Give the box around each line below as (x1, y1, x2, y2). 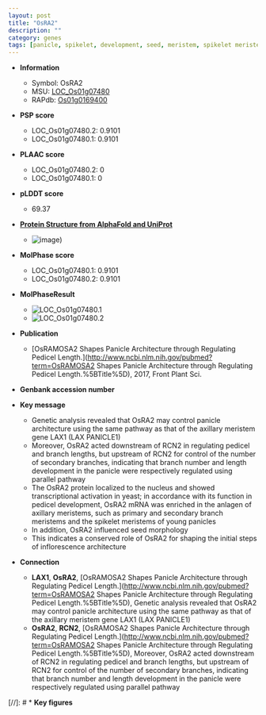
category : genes (8, 33, 62, 42)
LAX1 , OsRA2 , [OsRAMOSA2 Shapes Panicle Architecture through (31, 573, 248, 582)
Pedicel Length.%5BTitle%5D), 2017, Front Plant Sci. (31, 370, 202, 379)
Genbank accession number (19, 385, 115, 394)
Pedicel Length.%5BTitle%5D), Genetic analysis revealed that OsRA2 (31, 598, 257, 608)
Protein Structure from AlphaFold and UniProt (19, 220, 173, 229)
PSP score (19, 110, 55, 120)
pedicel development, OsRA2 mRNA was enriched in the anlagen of (31, 500, 252, 509)
